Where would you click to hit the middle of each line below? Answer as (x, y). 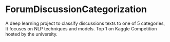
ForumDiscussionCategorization (76, 9)
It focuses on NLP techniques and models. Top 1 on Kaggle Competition (81, 28)
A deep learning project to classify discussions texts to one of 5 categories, (85, 23)
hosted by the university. (32, 34)
